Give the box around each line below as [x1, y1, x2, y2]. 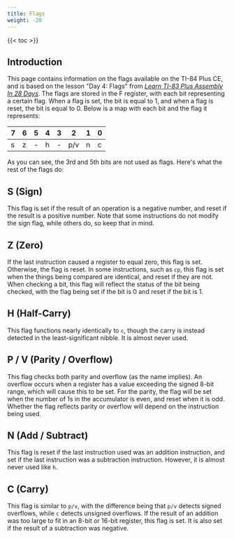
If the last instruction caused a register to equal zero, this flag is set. [7, 258, 203, 266]
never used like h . [7, 463, 58, 471]
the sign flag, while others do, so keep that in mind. [7, 219, 155, 228]
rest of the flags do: [7, 165, 64, 174]
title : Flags [7, 10, 45, 17]
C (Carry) [7, 483, 49, 495]
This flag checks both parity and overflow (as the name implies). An [7, 372, 203, 381]
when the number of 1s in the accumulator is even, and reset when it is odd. [7, 394, 225, 403]
